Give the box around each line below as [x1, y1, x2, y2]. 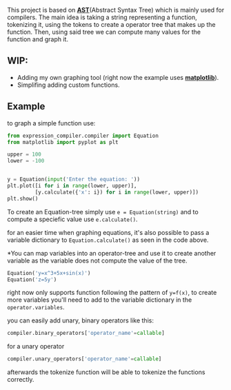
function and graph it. [7, 35, 69, 43]
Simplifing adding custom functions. [17, 81, 120, 89]
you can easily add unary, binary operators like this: [7, 316, 154, 325]
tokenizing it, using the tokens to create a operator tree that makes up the [7, 21, 216, 28]
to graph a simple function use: [7, 119, 96, 127]
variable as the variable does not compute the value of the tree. [7, 256, 188, 265]
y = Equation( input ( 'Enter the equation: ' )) [7, 176, 140, 183]
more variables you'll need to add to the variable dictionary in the [7, 296, 192, 304]
